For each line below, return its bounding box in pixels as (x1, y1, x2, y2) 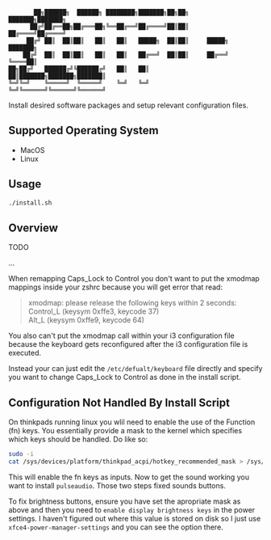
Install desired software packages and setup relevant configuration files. (8, 100, 248, 110)
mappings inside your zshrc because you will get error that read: (8, 282, 223, 292)
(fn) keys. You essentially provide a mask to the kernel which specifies (8, 426, 243, 436)
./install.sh (8, 199, 52, 207)
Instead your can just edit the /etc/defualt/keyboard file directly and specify (8, 364, 263, 373)
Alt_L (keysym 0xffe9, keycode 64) (27, 315, 145, 325)
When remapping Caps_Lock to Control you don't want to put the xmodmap (8, 274, 260, 284)
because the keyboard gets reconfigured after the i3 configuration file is (8, 340, 248, 349)
